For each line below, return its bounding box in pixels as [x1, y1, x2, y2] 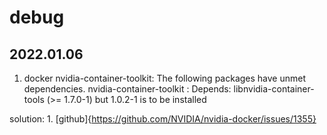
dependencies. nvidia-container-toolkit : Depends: [23, 83, 232, 95]
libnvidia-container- [233, 83, 315, 95]
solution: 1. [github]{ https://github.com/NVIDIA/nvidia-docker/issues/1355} [9, 113, 317, 125]
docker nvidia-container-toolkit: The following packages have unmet [23, 72, 307, 84]
